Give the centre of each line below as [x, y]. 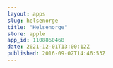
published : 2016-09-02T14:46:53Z [56, 54]
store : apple [26, 34]
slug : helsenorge [33, 21]
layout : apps [26, 14]
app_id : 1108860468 [36, 40]
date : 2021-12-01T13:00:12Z [49, 47]
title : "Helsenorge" [38, 27]
